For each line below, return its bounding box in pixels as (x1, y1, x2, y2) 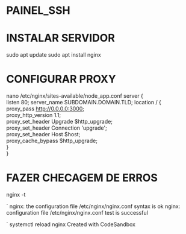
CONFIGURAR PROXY (6, 72, 116, 86)
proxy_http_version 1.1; (6, 112, 61, 119)
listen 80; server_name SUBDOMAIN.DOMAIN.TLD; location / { (6, 99, 161, 106)
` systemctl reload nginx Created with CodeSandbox (6, 221, 135, 228)
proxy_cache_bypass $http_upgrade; (6, 137, 98, 145)
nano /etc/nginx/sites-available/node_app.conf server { (6, 92, 143, 100)
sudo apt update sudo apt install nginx (6, 51, 101, 58)
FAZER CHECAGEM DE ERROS (6, 171, 158, 185)
